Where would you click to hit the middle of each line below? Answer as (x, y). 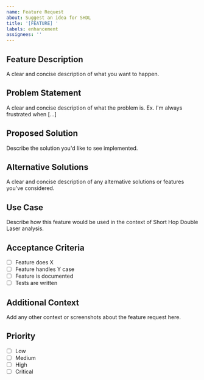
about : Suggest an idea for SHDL (49, 18)
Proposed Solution (42, 134)
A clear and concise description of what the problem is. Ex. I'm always (94, 108)
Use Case (25, 207)
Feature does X (34, 262)
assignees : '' (24, 35)
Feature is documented (44, 276)
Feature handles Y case (45, 269)
